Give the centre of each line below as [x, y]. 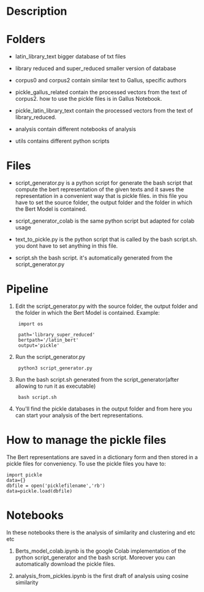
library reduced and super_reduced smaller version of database [96, 68]
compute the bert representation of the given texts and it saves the [100, 189]
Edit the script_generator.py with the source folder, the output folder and [106, 306]
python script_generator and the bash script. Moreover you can [95, 557]
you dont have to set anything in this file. [66, 246]
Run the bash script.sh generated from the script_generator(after [97, 380]
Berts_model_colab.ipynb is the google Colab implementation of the [100, 551]
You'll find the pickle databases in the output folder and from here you [104, 409]
